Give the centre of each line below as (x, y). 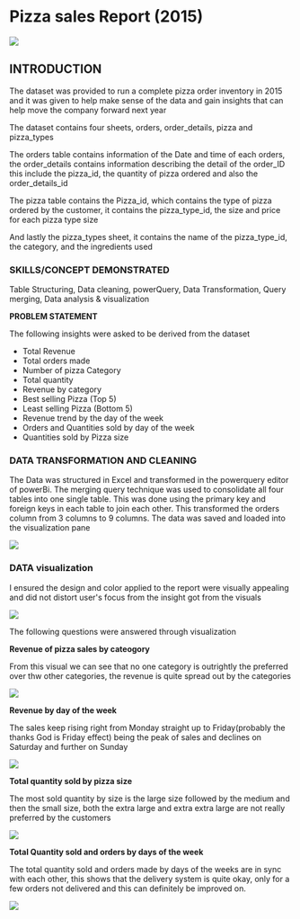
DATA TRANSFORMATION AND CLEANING (103, 460)
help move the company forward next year (88, 110)
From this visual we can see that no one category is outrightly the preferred (149, 666)
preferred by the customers (60, 817)
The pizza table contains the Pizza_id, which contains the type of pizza (141, 201)
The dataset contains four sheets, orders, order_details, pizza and (131, 127)
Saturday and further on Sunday (69, 746)
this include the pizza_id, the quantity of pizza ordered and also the (134, 174)
